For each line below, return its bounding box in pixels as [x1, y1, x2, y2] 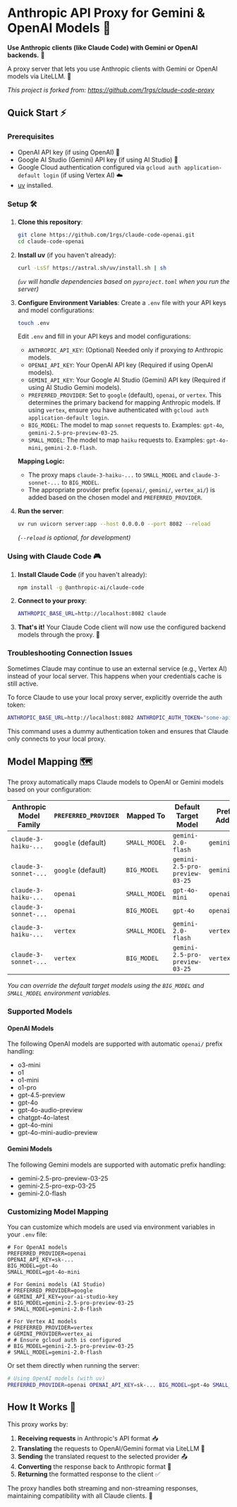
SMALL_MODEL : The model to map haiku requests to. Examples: [28, 436, 205, 444]
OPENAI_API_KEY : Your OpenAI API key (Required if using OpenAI [28, 361, 214, 369]
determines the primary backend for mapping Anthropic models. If [28, 398, 221, 407]
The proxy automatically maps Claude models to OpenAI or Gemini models [7, 778, 224, 787]
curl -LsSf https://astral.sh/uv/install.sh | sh [17, 264, 167, 271]
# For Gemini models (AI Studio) [7, 1280, 106, 1288]
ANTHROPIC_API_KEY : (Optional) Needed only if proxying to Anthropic [28, 346, 224, 355]
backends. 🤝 [7, 51, 45, 59]
